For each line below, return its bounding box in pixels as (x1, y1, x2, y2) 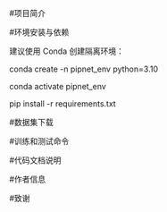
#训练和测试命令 (9, 136, 70, 146)
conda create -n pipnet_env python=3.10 (9, 64, 159, 74)
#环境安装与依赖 (9, 27, 70, 38)
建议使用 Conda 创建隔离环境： (9, 46, 125, 56)
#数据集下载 (9, 117, 54, 127)
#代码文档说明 (9, 155, 62, 165)
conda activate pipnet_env (9, 81, 107, 91)
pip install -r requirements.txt (9, 98, 116, 109)
